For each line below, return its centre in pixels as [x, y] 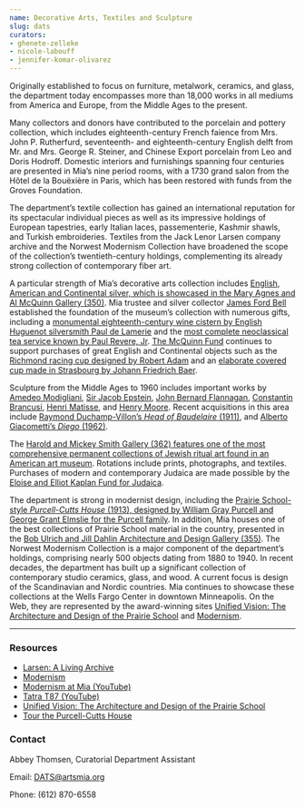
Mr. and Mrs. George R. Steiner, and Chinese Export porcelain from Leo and [151, 152]
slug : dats [30, 26]
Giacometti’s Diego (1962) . [59, 426]
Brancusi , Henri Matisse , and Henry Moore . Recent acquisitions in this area [149, 407]
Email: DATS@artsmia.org [57, 776]
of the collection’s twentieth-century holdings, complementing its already [146, 256]
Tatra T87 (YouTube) [61, 696]
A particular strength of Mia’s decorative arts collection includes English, [145, 283]
